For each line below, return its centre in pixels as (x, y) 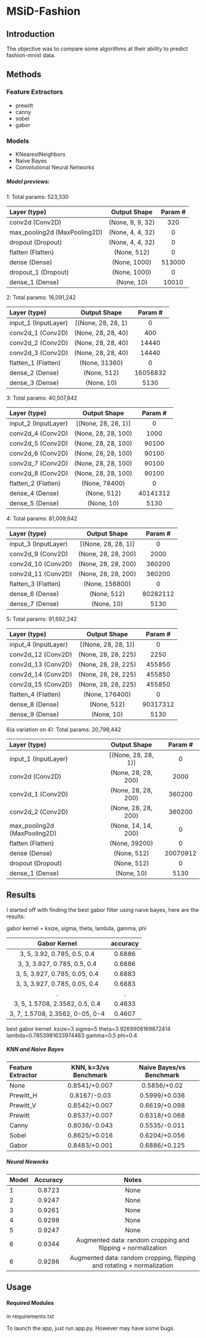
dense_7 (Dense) (34, 604)
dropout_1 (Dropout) (39, 272)
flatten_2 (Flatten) (35, 483)
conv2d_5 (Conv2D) (39, 443)
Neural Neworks (28, 1162)
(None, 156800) (107, 583)
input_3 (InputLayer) (39, 543)
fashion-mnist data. (31, 55)
